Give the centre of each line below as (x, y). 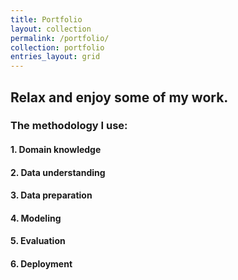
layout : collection (51, 29)
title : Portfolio (46, 19)
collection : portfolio (57, 47)
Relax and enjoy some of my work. (119, 97)
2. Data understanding (58, 172)
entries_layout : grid (55, 57)
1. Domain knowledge (56, 150)
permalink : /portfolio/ (60, 38)
